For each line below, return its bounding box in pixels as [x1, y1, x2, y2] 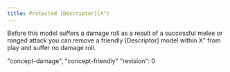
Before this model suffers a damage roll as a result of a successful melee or [7, 29, 223, 37]
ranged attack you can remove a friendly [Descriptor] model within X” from [7, 36, 221, 45]
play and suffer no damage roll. [7, 43, 96, 51]
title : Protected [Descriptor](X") [7, 10, 110, 17]
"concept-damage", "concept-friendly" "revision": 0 [7, 56, 156, 65]
